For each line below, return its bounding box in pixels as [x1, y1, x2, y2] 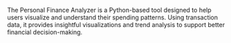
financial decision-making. [7, 28, 83, 36]
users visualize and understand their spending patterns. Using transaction [7, 13, 219, 21]
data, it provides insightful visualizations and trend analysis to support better [7, 21, 225, 28]
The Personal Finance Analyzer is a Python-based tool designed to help [7, 6, 212, 14]
